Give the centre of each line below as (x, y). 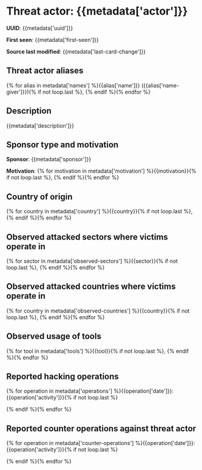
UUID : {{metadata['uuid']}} (40, 28)
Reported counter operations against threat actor (101, 428)
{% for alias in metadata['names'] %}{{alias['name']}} (73, 85)
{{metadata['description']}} (40, 125)
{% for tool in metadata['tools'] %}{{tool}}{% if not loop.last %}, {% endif (98, 351)
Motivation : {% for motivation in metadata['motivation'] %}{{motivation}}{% (102, 171)
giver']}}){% (22, 92)
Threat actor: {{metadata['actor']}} (97, 11)
